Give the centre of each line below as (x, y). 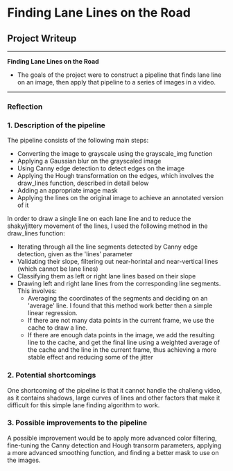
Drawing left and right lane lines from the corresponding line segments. (119, 284)
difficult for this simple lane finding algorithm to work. (84, 405)
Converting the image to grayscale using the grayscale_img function (115, 154)
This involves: (37, 291)
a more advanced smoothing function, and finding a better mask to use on (113, 452)
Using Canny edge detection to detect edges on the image (101, 168)
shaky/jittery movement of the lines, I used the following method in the (107, 226)
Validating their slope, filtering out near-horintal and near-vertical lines (118, 262)
